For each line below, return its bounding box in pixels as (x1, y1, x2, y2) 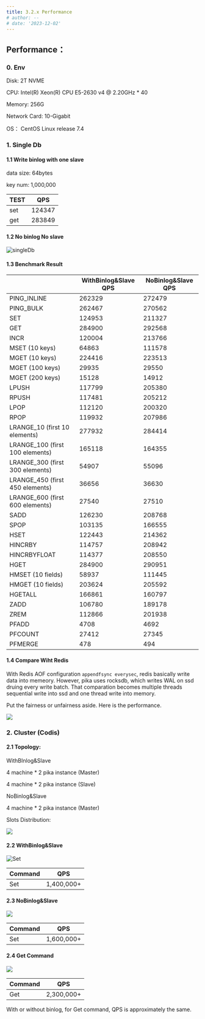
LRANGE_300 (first (9, 458, 64, 466)
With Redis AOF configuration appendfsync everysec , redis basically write (6, 670, 190, 678)
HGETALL (9, 590, 37, 598)
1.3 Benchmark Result (6, 260, 63, 267)
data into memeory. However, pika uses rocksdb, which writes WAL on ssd (6, 676, 194, 684)
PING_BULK (9, 303, 44, 312)
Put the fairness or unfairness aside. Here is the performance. (6, 702, 162, 709)
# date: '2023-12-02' (6, 20, 62, 26)
